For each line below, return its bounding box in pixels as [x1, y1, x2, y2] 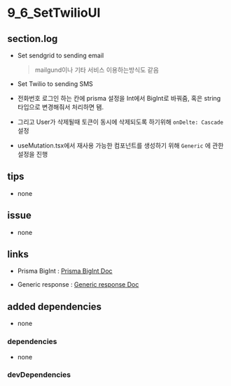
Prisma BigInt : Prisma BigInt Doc [17, 267, 113, 276]
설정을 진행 [17, 150, 48, 158]
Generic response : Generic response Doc [17, 280, 139, 289]
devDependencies [7, 370, 71, 380]
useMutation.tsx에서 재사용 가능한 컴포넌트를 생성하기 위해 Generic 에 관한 [17, 141, 224, 150]
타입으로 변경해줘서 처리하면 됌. [17, 103, 104, 111]
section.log [7, 33, 58, 45]
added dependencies [7, 301, 102, 313]
